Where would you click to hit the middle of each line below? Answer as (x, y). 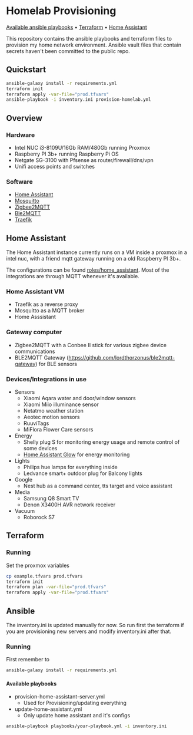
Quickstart (26, 70)
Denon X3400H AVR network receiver (69, 505)
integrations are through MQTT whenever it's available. (73, 276)
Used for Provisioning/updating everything (75, 703)
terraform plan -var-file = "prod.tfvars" (56, 587)
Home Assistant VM (35, 291)
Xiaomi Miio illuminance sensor (61, 404)
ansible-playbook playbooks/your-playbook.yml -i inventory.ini (86, 726)
